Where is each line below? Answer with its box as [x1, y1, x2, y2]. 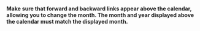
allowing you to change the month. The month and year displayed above [6, 11, 194, 18]
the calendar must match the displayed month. [6, 18, 128, 25]
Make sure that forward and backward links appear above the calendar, [6, 5, 192, 12]
